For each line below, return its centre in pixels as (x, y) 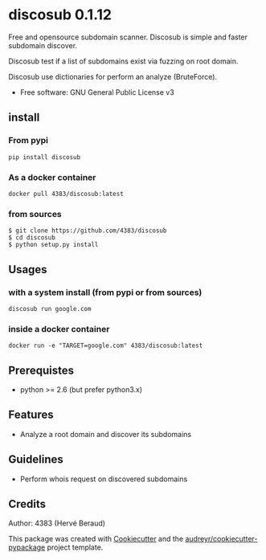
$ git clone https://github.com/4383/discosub (88, 231)
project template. (75, 547)
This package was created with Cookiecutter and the (96, 539)
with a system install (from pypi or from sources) (105, 292)
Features (31, 415)
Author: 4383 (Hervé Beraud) (57, 523)
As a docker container (52, 177)
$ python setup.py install (53, 245)
